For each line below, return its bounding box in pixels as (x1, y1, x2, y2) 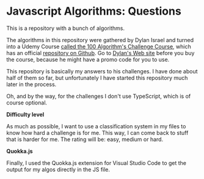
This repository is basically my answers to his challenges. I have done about (6, 67, 198, 75)
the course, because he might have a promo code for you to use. (6, 56, 170, 63)
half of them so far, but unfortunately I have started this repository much (6, 74, 188, 81)
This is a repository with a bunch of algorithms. (6, 24, 125, 32)
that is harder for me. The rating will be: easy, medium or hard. (6, 136, 164, 143)
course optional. (6, 99, 48, 106)
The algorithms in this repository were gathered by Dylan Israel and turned (6, 36, 194, 43)
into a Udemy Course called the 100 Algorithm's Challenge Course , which (6, 43, 191, 50)
